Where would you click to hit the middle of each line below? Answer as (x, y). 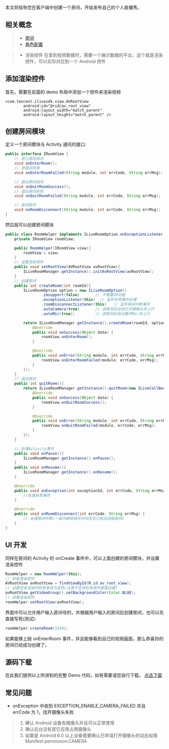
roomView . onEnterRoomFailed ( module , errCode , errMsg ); (100, 360)
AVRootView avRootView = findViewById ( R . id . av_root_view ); (68, 583)
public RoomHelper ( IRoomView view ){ (53, 248)
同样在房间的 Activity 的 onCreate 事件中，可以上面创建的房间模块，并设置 (82, 558)
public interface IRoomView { (37, 154)
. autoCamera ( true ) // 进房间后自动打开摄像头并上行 (98, 309)
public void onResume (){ (40, 468)
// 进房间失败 (27, 168)
